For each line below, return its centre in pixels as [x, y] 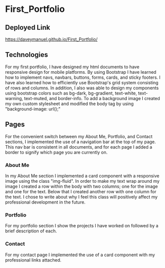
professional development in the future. [45, 202]
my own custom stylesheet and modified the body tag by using [69, 104]
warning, [14, 98]
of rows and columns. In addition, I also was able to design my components [82, 88]
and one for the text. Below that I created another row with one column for [81, 191]
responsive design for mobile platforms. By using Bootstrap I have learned [81, 72]
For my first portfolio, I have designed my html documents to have [72, 67]
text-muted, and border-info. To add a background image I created [92, 98]
